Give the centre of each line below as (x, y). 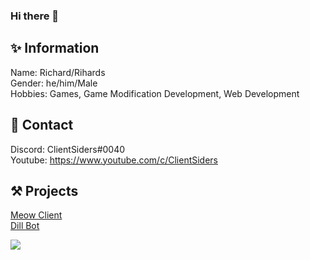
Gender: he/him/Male (54, 83)
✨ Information (55, 48)
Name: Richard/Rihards (58, 72)
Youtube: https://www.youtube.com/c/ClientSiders (114, 160)
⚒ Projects (44, 190)
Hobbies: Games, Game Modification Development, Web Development (155, 93)
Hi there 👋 (35, 16)
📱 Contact (42, 125)
